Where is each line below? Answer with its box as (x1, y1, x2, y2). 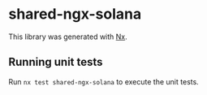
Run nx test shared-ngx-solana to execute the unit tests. (8, 76, 199, 86)
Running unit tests (8, 55, 103, 69)
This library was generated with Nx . (8, 32, 127, 41)
